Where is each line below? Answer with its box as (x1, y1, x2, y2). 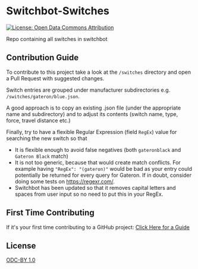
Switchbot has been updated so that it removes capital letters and (14, 184, 177, 191)
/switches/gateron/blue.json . (6, 92, 80, 99)
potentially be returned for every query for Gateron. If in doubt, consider (14, 171, 192, 179)
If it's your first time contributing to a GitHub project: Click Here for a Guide (6, 223, 190, 230)
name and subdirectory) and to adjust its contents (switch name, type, (6, 110, 178, 117)
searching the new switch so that (6, 134, 87, 142)
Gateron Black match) (14, 152, 68, 159)
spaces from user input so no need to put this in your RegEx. (14, 190, 164, 198)
